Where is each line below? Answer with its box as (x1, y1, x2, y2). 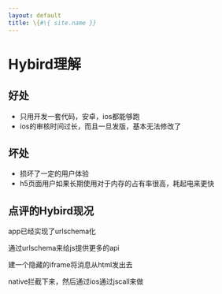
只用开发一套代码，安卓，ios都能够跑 (19, 111, 140, 121)
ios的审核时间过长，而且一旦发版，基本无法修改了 (19, 121, 181, 131)
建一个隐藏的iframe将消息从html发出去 (8, 260, 133, 270)
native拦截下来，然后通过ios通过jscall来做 (8, 277, 144, 286)
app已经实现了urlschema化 (8, 226, 97, 236)
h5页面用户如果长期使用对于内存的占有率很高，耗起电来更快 (19, 179, 215, 188)
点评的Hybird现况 (8, 204, 94, 218)
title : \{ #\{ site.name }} (8, 19, 97, 27)
